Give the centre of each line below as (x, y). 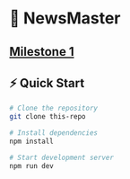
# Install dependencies (54, 133)
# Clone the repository (54, 108)
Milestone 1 (42, 52)
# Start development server (62, 157)
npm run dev (31, 166)
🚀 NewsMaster (65, 18)
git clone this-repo (48, 117)
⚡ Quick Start (47, 83)
